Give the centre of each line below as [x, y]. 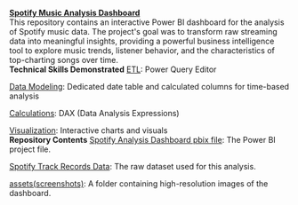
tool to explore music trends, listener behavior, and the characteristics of [142, 51]
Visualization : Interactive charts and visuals [89, 130]
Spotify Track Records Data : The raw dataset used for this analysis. [133, 166]
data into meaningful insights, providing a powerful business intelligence [142, 41]
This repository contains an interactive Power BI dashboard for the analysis [147, 22]
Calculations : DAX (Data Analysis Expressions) [94, 113]
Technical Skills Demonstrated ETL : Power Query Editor [113, 69]
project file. [30, 149]
